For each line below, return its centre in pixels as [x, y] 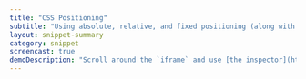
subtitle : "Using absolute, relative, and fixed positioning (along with [153, 26]
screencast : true [42, 52]
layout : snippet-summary [56, 35]
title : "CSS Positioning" [58, 18]
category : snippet [44, 43]
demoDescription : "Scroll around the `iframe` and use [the [126, 60]
